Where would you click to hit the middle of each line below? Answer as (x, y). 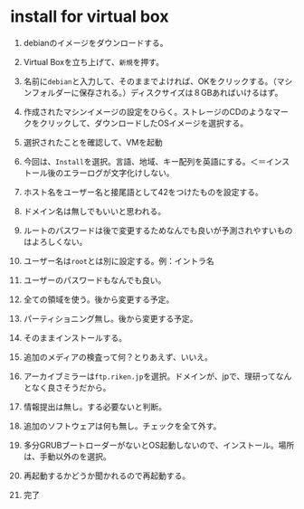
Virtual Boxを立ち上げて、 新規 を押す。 (93, 61)
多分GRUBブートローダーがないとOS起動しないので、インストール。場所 (159, 445)
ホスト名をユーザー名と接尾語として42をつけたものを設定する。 (143, 192)
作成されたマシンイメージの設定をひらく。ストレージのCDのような (148, 111)
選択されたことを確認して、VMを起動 (93, 142)
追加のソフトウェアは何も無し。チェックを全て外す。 (122, 426)
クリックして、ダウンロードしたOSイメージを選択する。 (144, 123)
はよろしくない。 (55, 241)
